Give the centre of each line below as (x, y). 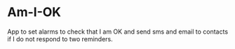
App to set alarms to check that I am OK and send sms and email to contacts (118, 31)
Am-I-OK (34, 12)
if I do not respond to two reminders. (60, 38)
